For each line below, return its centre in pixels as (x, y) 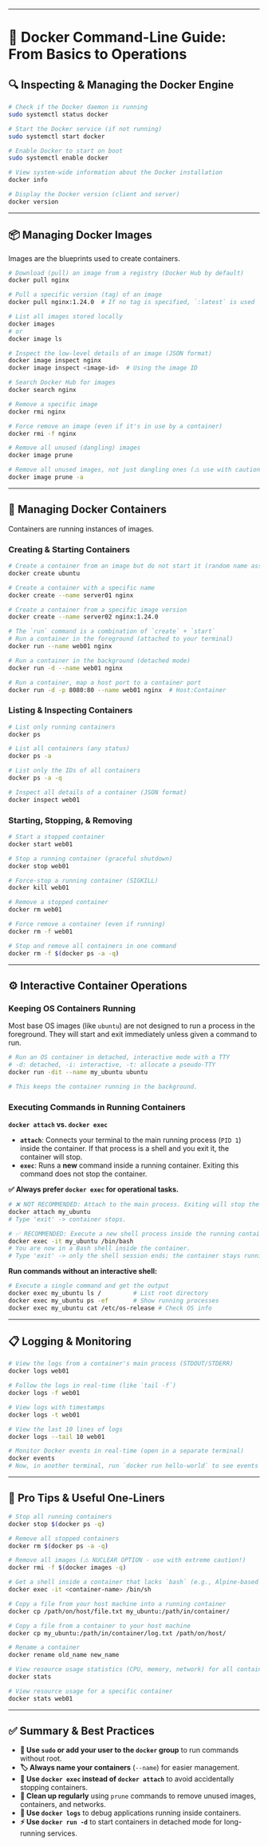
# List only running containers (62, 727)
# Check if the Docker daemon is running (78, 107)
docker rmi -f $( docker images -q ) (67, 1568)
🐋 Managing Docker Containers (88, 510)
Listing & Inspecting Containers (71, 710)
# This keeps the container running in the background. (103, 1086)
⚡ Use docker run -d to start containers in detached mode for (121, 1822)
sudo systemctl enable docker (59, 158)
